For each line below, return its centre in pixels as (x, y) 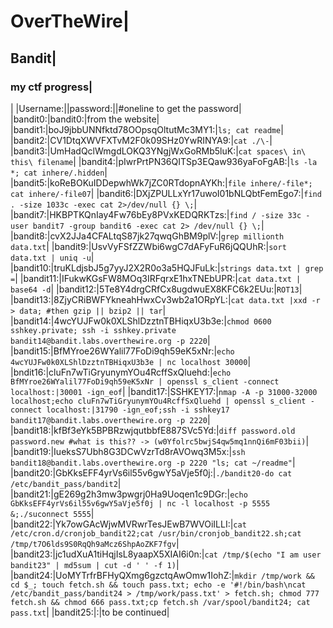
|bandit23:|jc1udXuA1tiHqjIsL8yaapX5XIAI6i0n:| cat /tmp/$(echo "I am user (166, 554)
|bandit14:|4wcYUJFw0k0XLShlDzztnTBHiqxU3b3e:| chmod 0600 (141, 321)
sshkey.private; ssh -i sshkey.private (93, 330)
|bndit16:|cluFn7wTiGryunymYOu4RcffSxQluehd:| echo (121, 372)
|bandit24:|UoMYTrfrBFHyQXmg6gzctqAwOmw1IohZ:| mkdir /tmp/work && (163, 575)
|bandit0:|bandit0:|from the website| (85, 119)
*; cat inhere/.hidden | (59, 172)
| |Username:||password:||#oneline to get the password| (126, 108)
